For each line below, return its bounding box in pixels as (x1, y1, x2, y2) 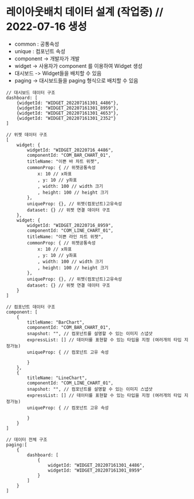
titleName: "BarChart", (27, 319, 85, 325)
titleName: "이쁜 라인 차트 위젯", (27, 233, 104, 240)
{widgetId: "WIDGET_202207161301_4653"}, (16, 110, 119, 116)
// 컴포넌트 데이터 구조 (6, 304, 56, 310)
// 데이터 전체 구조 (6, 436, 48, 442)
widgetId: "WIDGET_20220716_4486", (27, 147, 114, 153)
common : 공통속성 (14, 40, 60, 47)
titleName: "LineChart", (27, 375, 88, 381)
